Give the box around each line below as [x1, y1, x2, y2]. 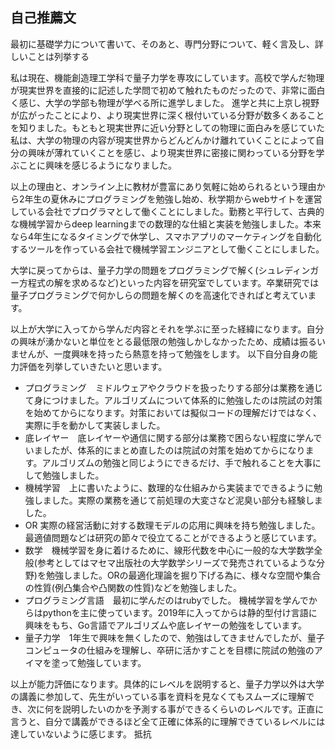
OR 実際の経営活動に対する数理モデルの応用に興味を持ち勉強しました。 [24, 519, 321, 531]
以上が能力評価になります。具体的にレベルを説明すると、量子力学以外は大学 [10, 678, 325, 690]
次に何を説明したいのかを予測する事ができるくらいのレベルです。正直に [27, 703, 325, 715]
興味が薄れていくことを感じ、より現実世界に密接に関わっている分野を [27, 146, 317, 158]
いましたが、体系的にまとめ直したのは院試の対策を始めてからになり [24, 444, 306, 456]
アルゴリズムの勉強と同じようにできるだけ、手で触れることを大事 [41, 456, 313, 468]
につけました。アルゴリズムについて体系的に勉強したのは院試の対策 [42, 394, 323, 406]
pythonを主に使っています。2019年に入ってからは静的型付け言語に [42, 606, 318, 618]
